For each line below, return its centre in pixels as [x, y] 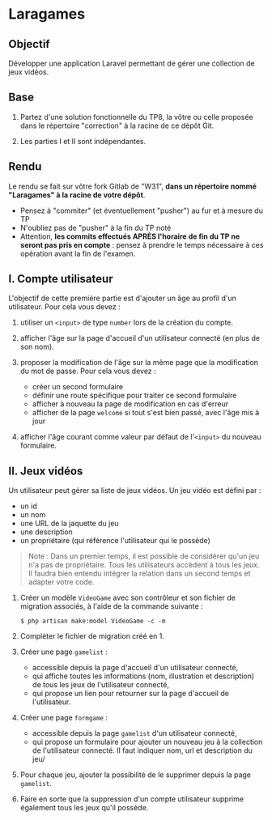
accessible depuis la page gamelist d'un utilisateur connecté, [134, 733]
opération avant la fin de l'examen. [78, 253]
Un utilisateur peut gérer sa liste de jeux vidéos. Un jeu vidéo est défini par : [135, 491]
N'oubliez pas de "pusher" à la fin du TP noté [96, 227]
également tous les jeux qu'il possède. [84, 808]
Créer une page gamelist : [64, 652]
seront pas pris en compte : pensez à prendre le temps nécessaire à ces [142, 244]
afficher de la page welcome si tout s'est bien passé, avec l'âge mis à [146, 413]
